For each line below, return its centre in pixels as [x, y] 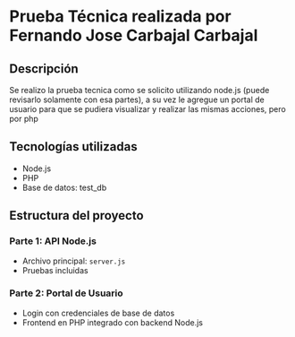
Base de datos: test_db [64, 187]
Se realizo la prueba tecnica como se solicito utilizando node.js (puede [139, 90]
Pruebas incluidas [55, 270]
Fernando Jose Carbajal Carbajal [134, 35]
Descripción [44, 69]
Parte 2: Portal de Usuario [66, 293]
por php [24, 119]
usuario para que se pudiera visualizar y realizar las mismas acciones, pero [147, 109]
